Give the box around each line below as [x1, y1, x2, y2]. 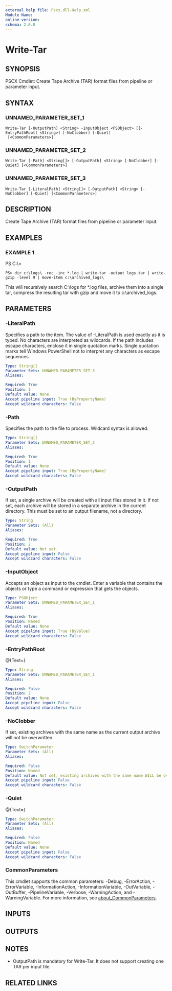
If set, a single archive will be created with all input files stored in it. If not [5, 497, 159, 503]
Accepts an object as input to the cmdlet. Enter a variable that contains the [5, 580, 163, 586]
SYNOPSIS [5, 64, 40, 73]
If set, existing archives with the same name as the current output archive [5, 729, 160, 735]
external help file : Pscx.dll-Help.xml [5, 7, 91, 13]
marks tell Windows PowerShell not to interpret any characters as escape [5, 348, 160, 354]
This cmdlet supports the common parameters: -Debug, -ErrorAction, [5, 878, 152, 884]
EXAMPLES [5, 233, 42, 242]
